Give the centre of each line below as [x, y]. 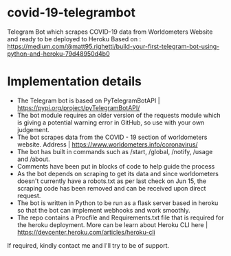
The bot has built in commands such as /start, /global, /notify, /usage [115, 151]
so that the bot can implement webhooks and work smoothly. [103, 210]
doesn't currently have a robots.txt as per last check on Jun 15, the [112, 181]
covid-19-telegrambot [71, 13]
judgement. [33, 129]
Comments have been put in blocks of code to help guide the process [116, 166]
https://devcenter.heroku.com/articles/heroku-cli [86, 232]
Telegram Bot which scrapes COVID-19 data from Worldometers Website [110, 32]
